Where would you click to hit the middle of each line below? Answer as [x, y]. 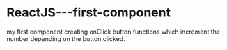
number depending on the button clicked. [66, 38]
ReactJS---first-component [89, 13]
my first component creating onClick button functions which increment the [113, 32]
